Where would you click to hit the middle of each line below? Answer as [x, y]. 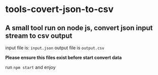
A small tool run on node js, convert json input [79, 28]
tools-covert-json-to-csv [60, 9]
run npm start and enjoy [30, 67]
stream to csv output [39, 35]
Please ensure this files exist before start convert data [64, 57]
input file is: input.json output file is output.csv [55, 48]
